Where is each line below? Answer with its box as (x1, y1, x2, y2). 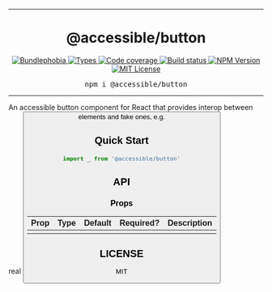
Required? (119, 218, 160, 227)
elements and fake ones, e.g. (78, 112, 166, 121)
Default (83, 218, 112, 227)
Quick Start (94, 134, 149, 146)
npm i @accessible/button (84, 79, 188, 89)
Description (167, 218, 213, 227)
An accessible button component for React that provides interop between (8, 102, 253, 112)
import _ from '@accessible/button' (62, 154, 181, 163)
